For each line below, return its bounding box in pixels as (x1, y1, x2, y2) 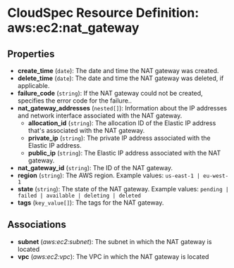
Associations (7, 219, 67, 231)
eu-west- (203, 172, 229, 179)
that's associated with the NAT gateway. (27, 127, 145, 134)
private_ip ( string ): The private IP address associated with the (27, 134, 211, 142)
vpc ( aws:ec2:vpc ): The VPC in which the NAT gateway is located (17, 252, 209, 261)
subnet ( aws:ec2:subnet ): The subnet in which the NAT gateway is (17, 237, 212, 245)
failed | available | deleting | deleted (17, 192, 141, 199)
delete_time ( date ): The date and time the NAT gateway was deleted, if (17, 74, 224, 82)
